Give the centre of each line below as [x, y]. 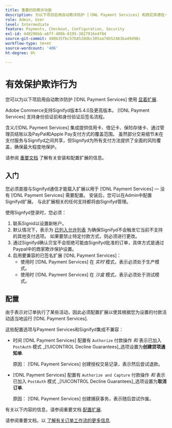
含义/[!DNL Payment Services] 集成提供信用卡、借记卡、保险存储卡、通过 [83, 128]
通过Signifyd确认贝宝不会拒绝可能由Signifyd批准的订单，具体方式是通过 [88, 243]
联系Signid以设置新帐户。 [39, 223]
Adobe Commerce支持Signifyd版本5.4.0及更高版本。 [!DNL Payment [78, 110]
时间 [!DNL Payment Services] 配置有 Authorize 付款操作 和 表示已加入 [87, 340]
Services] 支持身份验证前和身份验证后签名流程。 [56, 117]
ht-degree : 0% [20, 53]
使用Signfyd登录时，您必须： [36, 213]
